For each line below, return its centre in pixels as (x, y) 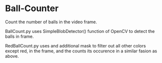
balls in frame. (20, 36)
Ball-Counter (32, 8)
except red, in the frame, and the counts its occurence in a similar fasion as (81, 51)
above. (12, 56)
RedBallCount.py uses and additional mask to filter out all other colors (76, 46)
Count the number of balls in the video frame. (51, 22)
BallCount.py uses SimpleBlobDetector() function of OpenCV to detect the (80, 31)
